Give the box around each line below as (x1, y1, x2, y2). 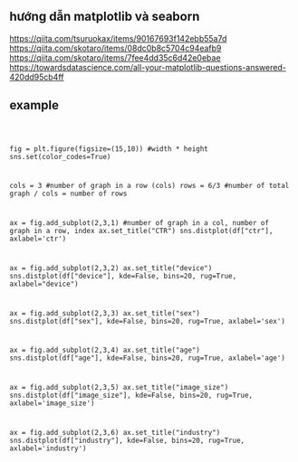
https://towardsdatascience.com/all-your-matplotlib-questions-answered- (9, 61, 287, 72)
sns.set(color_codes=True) (9, 152, 111, 161)
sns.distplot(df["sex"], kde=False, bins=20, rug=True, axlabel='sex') (9, 316, 285, 325)
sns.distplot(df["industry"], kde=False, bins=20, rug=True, (9, 436, 245, 445)
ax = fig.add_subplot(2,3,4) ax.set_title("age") (9, 345, 201, 355)
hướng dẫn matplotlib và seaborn (9, 9, 200, 24)
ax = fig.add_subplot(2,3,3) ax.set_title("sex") (9, 308, 201, 317)
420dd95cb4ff (9, 71, 64, 82)
